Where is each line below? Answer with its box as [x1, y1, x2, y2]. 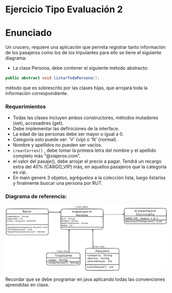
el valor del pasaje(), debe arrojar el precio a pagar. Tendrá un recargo [12, 158, 162, 165]
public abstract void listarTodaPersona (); [5, 75, 100, 81]
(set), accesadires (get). [12, 120, 64, 126]
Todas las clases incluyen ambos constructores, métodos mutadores [12, 114, 159, 121]
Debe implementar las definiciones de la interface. [12, 126, 120, 132]
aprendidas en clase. [5, 281, 50, 288]
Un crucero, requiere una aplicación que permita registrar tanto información [5, 44, 166, 50]
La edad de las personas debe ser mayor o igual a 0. [12, 131, 124, 137]
